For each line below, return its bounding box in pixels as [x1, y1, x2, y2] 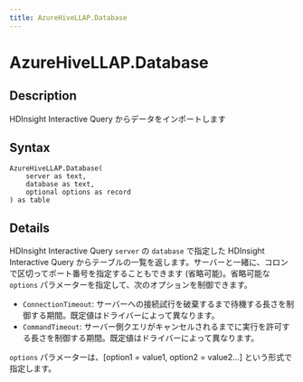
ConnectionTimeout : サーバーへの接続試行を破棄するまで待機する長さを [22, 299, 287, 310]
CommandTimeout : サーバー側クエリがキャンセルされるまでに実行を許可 [22, 321, 282, 332]
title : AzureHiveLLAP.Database [9, 13, 128, 23]
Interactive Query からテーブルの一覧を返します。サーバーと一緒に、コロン [9, 257, 289, 268]
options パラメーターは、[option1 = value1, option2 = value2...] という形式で [9, 352, 292, 363]
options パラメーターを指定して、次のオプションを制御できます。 [9, 280, 253, 291]
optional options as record [25, 187, 131, 197]
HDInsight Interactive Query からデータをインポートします [9, 113, 226, 124]
